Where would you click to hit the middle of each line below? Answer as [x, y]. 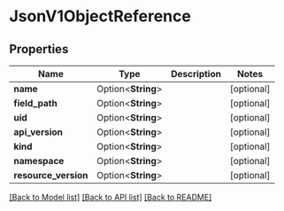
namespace [39, 161]
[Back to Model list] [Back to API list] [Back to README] [111, 197]
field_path [35, 103]
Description [196, 74]
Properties [39, 49]
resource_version [51, 175]
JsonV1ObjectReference [100, 16]
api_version [38, 132]
